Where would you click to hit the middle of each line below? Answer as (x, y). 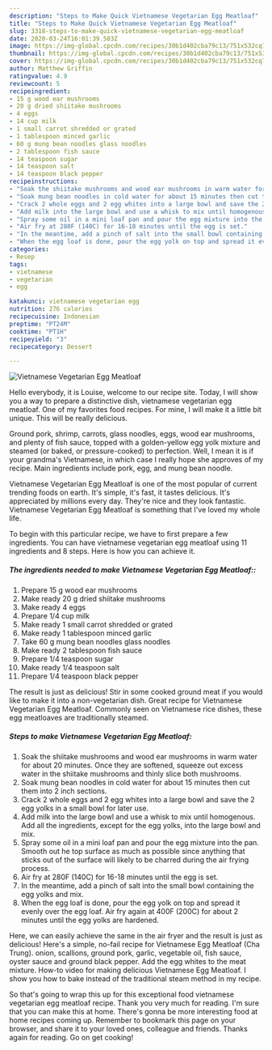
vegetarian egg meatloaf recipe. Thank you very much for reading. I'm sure (134, 1003)
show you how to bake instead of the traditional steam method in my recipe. (135, 979)
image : (20, 46)
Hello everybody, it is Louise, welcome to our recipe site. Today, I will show (134, 393)
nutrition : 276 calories (51, 309)
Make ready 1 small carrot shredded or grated (96, 625)
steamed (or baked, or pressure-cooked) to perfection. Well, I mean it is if (132, 451)
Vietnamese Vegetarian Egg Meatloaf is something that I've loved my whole (135, 510)
